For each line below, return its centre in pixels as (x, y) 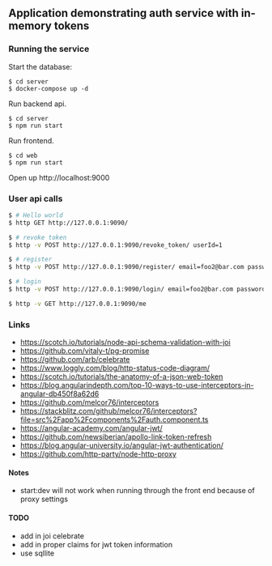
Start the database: (40, 66)
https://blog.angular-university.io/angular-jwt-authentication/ (122, 445)
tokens (72, 26)
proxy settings (44, 499)
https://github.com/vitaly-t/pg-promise (85, 351)
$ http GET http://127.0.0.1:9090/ (68, 223)
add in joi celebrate (52, 536)
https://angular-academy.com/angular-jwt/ (91, 428)
